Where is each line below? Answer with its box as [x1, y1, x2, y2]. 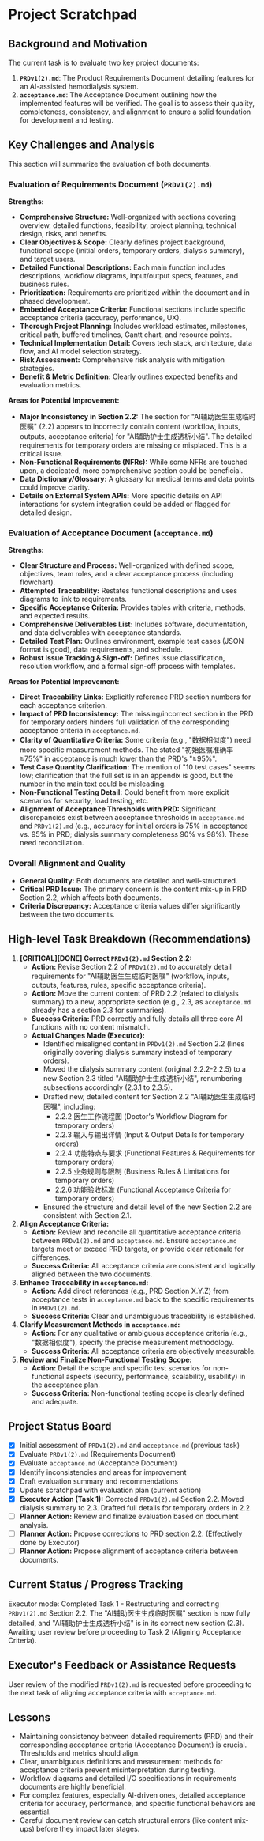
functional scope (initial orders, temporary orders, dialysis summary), [19, 246, 244, 255]
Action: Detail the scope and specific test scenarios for [31, 1363, 211, 1373]
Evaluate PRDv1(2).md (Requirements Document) [19, 1450, 176, 1459]
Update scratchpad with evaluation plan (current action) [19, 1485, 202, 1495]
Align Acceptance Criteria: [19, 1219, 110, 1228]
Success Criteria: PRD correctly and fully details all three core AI [31, 1014, 243, 1023]
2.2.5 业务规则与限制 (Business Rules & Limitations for [54, 1166, 230, 1176]
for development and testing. [19, 115, 114, 124]
